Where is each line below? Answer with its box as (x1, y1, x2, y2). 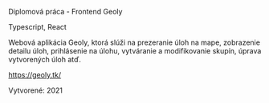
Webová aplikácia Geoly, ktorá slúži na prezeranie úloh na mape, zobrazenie (8, 38, 261, 47)
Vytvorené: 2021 (8, 85, 63, 95)
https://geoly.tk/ (8, 70, 62, 79)
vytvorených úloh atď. (8, 55, 82, 64)
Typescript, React (8, 22, 67, 31)
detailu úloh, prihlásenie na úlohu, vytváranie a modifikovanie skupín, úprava (8, 46, 262, 55)
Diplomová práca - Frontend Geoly (8, 7, 123, 16)
